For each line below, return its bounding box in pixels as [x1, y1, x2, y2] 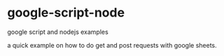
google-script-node [7, 5, 125, 21]
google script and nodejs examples [7, 28, 108, 36]
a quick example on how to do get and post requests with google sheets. [7, 41, 217, 49]
